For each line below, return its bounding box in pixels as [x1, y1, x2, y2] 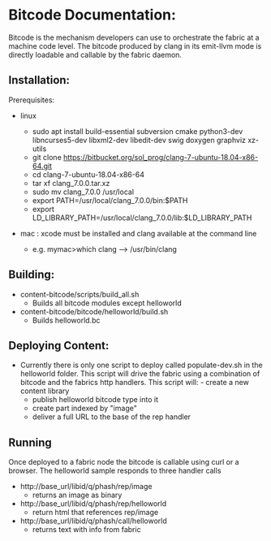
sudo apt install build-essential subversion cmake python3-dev [32, 126, 243, 136]
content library [19, 386, 70, 396]
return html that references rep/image [32, 508, 159, 517]
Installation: [8, 73, 71, 87]
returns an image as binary [32, 490, 123, 500]
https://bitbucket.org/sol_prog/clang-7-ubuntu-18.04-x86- [63, 152, 258, 162]
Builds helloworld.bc [32, 315, 101, 325]
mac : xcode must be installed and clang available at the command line [19, 228, 257, 238]
